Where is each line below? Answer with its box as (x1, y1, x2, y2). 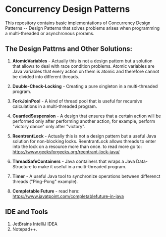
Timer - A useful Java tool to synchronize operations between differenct (12, 173, 161, 179)
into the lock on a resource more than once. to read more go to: (12, 143, 142, 149)
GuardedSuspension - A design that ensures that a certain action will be (12, 113, 161, 119)
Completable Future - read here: (12, 188, 80, 194)
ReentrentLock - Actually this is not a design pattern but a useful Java (12, 133, 157, 139)
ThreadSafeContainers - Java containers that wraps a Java (12, 158, 135, 164)
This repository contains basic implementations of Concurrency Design (5, 20, 151, 26)
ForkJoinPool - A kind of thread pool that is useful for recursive (12, 98, 143, 104)
